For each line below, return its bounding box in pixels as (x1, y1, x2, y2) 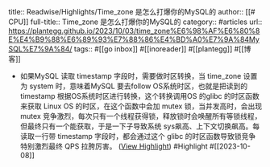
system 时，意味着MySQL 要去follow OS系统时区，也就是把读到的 (29, 81, 248, 91)
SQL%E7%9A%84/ (8, 44, 73, 54)
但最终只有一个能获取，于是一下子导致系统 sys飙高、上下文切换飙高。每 (19, 121, 260, 131)
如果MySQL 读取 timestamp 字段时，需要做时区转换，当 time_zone (19, 71, 242, 80)
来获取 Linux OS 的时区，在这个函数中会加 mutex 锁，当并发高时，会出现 (19, 101, 263, 111)
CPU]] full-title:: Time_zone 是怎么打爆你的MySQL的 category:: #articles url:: (8, 17, 263, 26)
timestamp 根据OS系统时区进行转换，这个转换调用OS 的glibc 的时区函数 (19, 92, 260, 100)
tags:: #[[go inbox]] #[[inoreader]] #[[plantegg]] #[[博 (73, 44, 251, 54)
